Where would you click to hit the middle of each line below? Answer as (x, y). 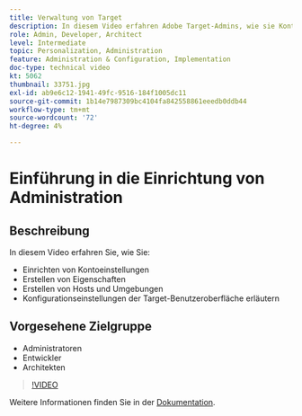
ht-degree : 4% (36, 127)
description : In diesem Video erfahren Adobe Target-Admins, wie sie (142, 26)
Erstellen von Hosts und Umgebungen (93, 289)
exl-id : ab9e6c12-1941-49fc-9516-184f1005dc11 (98, 93)
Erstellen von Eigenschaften (74, 279)
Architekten (44, 367)
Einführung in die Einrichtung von (137, 178)
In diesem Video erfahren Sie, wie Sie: (80, 252)
